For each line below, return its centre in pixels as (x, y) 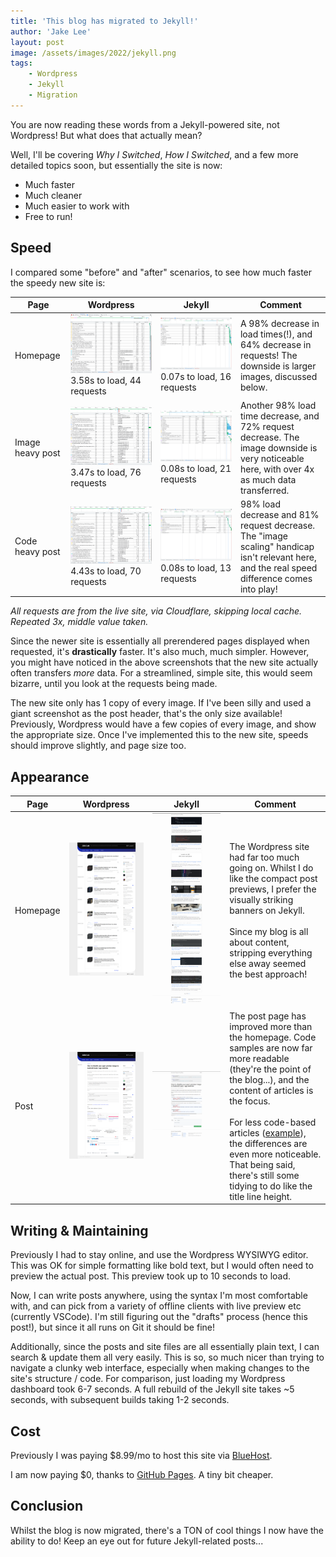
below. (253, 387)
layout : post (37, 42)
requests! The (268, 355)
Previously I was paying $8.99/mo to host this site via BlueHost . (141, 1456)
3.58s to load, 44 (106, 381)
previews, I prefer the (273, 889)
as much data (268, 479)
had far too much (264, 857)
